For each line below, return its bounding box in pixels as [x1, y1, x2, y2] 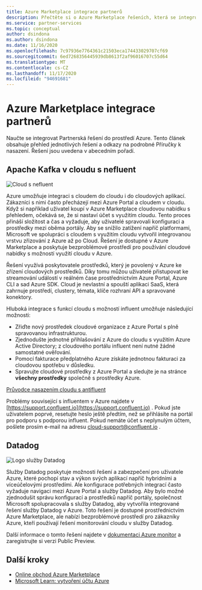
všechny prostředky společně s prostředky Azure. [14, 374, 141, 381]
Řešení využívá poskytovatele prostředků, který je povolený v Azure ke [6, 261, 182, 268]
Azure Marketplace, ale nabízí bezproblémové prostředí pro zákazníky [6, 512, 180, 520]
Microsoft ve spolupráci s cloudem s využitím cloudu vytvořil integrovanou [6, 230, 191, 238]
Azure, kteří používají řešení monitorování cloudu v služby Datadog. [6, 519, 174, 526]
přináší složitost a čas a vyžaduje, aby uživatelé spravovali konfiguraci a [6, 218, 185, 225]
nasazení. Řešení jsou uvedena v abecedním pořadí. [6, 147, 135, 155]
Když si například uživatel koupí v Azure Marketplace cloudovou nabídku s [6, 205, 191, 212]
